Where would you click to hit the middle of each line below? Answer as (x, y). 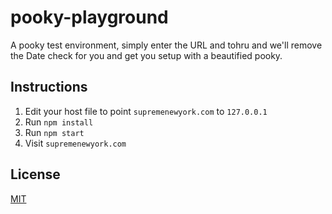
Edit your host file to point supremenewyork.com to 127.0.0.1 (146, 111)
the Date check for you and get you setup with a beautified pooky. (146, 55)
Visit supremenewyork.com (75, 143)
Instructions (49, 87)
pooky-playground (89, 17)
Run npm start (54, 132)
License (35, 174)
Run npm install (59, 122)
